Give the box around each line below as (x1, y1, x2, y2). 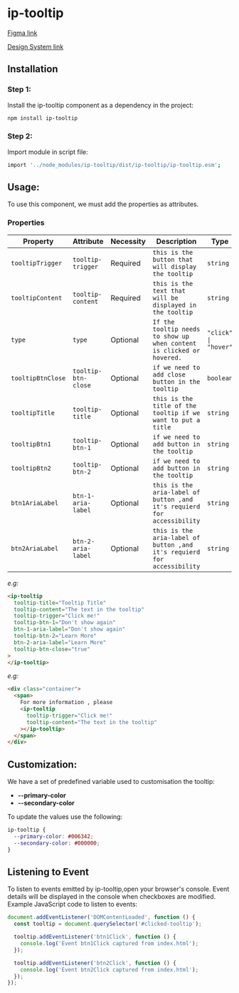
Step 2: (7, 131, 33, 141)
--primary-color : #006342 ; (14, 832, 94, 840)
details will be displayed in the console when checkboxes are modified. (7, 892, 216, 901)
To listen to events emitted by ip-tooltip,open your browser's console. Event (7, 885, 230, 893)
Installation (7, 63, 58, 76)
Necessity (110, 236, 146, 246)
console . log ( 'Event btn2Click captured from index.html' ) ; (20, 966, 199, 973)
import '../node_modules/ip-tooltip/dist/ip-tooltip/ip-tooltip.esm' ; (7, 161, 221, 168)
